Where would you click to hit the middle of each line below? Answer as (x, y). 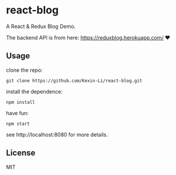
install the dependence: (34, 92)
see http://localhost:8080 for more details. (57, 134)
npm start (18, 124)
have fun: (18, 113)
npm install (20, 102)
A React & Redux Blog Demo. (41, 26)
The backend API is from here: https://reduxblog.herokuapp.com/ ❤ (88, 37)
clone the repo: (24, 70)
